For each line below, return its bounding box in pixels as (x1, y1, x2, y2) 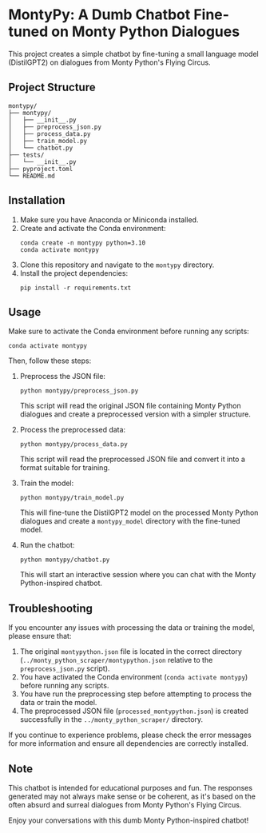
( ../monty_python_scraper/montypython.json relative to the (19, 656, 213, 665)
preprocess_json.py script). (19, 664, 110, 673)
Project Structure (8, 81, 96, 94)
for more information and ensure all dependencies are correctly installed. (8, 739, 249, 748)
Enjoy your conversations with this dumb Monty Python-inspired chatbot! (8, 815, 249, 825)
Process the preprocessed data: (19, 425, 126, 435)
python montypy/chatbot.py (19, 556, 110, 564)
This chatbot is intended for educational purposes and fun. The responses (8, 783, 253, 792)
